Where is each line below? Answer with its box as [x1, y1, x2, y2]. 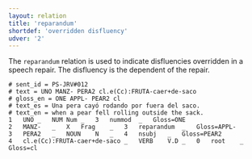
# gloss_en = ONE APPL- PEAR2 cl [8, 94, 121, 103]
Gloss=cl [8, 144, 38, 153]
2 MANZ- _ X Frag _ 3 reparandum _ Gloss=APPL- [8, 123, 237, 132]
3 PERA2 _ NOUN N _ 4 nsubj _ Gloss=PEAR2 [8, 130, 222, 138]
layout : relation [8, 11, 67, 20]
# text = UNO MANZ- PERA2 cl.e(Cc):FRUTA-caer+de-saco [8, 88, 197, 96]
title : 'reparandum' [8, 19, 78, 27]
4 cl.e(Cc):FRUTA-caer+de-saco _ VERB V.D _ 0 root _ [8, 137, 244, 145]
